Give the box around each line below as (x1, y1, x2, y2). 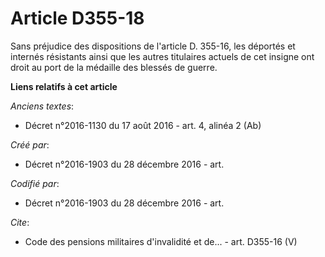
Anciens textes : (10, 100, 75, 112)
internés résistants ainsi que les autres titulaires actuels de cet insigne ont (10, 50, 315, 62)
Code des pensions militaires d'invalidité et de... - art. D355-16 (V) (24, 235, 298, 247)
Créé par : (10, 138, 50, 151)
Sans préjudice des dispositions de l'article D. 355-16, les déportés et (10, 40, 296, 52)
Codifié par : (10, 177, 60, 189)
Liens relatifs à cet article (10, 80, 118, 92)
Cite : (10, 216, 30, 228)
